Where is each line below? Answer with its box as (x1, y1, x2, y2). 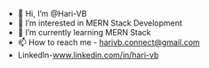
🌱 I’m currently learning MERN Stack (17, 27, 151, 37)
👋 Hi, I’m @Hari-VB (17, 9, 87, 19)
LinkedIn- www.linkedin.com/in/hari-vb (17, 49, 159, 60)
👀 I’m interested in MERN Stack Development (17, 18, 182, 28)
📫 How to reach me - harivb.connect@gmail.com (17, 37, 200, 48)
